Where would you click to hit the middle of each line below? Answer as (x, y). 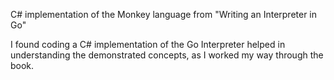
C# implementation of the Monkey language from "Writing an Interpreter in (164, 14)
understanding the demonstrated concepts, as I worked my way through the (167, 55)
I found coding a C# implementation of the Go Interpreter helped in (148, 44)
